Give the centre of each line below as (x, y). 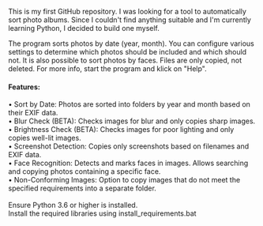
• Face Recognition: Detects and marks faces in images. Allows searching (128, 163)
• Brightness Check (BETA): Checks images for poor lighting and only (121, 130)
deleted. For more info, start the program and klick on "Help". (107, 69)
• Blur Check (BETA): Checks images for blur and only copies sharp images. (132, 121)
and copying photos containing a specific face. (85, 171)
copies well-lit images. (45, 138)
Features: (24, 87)
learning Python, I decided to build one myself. (84, 28)
